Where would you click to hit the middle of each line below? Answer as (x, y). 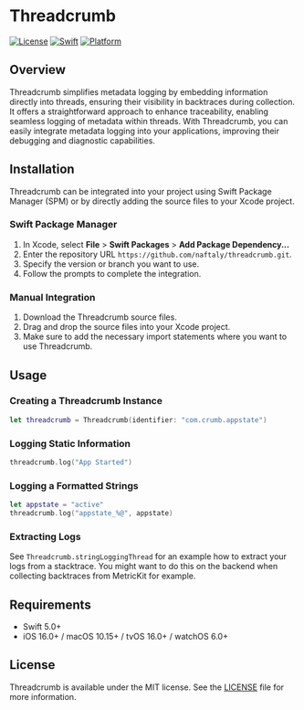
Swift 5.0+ (42, 627)
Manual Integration (52, 297)
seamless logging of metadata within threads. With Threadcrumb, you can (149, 121)
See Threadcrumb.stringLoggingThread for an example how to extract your (148, 556)
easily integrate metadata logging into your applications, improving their (145, 131)
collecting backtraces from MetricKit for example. (103, 576)
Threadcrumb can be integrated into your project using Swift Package (141, 191)
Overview (38, 70)
